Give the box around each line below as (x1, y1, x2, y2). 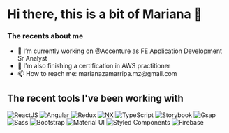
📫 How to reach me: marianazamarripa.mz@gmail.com (17, 70, 177, 78)
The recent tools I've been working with (7, 92, 184, 104)
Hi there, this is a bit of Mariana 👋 (7, 6, 202, 22)
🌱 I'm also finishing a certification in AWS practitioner (17, 62, 171, 70)
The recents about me (7, 31, 84, 41)
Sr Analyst (17, 54, 47, 63)
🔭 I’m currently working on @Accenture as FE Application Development (17, 47, 222, 55)
